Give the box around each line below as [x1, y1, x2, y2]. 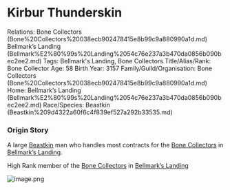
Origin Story [7, 125, 49, 135]
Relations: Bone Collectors [7, 28, 83, 36]
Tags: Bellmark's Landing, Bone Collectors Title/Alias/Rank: [43, 56, 211, 65]
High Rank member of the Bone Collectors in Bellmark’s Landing [7, 162, 189, 170]
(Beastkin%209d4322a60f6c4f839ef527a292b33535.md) [7, 108, 174, 116]
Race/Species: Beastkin [43, 101, 110, 109]
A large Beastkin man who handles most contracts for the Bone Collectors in [7, 141, 224, 149]
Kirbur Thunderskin [7, 5, 123, 21]
